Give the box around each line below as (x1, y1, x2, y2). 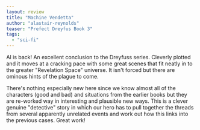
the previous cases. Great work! (6, 117, 86, 124)
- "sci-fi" (11, 37, 39, 43)
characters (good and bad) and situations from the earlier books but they (6, 91, 188, 98)
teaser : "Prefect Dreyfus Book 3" (6, 25, 93, 32)
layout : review (6, 8, 45, 15)
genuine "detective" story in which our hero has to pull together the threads (6, 104, 194, 111)
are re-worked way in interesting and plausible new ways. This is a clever (6, 97, 189, 105)
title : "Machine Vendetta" (6, 15, 74, 21)
